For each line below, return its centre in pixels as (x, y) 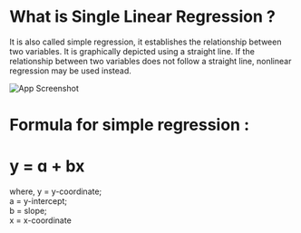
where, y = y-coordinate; (56, 191)
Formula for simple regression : (130, 125)
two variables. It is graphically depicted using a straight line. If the (132, 51)
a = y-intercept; (39, 201)
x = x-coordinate (41, 220)
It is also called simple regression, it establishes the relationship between (146, 42)
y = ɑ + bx (47, 166)
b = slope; (28, 211)
